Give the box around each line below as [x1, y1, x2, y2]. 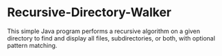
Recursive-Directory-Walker [7, 5, 172, 20]
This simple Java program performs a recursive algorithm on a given [7, 27, 201, 35]
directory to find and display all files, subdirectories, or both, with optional [7, 34, 216, 42]
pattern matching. [7, 41, 58, 49]
